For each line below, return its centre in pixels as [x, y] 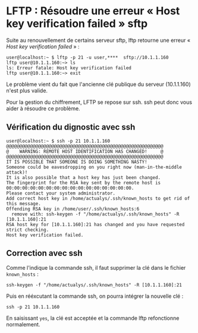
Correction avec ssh [44, 253]
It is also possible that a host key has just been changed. [84, 177]
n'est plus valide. [27, 90]
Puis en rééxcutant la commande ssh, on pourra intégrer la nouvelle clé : [95, 296]
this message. [24, 203]
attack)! [17, 172]
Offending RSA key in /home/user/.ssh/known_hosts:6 [73, 209]
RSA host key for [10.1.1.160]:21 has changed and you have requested [95, 224]
